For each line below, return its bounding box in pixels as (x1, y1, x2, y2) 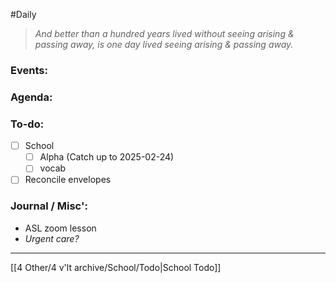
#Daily (10, 9, 37, 20)
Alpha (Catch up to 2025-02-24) (39, 151, 175, 163)
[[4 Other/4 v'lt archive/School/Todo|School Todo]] (10, 261, 222, 273)
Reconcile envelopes (24, 174, 112, 186)
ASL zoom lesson (24, 222, 97, 234)
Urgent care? (24, 232, 80, 244)
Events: (10, 63, 48, 77)
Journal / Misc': (10, 199, 88, 213)
